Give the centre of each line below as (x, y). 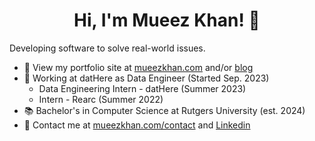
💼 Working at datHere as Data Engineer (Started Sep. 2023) (146, 78)
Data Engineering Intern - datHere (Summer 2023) (142, 88)
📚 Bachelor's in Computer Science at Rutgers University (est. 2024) (164, 110)
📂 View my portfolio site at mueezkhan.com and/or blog (138, 67)
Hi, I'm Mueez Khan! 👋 (167, 20)
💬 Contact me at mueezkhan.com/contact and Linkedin (137, 125)
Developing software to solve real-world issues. (107, 48)
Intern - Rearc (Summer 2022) (101, 99)
